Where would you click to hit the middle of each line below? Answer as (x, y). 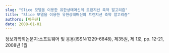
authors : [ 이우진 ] (23, 19)
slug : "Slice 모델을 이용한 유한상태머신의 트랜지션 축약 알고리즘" (66, 10)
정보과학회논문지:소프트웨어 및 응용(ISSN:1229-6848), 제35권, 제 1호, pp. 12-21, (85, 39)
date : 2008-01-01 (23, 24)
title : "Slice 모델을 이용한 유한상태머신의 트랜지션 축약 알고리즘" (68, 15)
